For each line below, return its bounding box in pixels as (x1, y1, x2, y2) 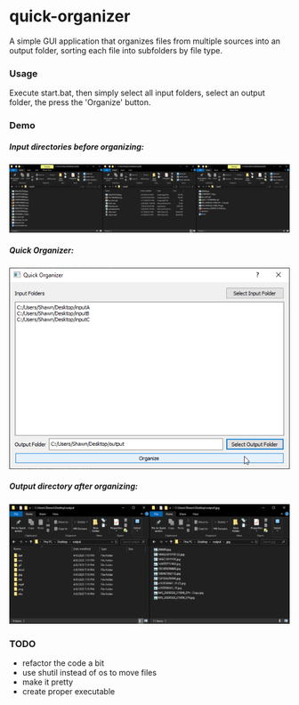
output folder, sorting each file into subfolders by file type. (9, 45, 222, 55)
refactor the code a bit (21, 658, 105, 669)
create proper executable (21, 686, 116, 697)
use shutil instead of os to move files (21, 668, 158, 678)
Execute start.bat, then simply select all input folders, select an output (9, 87, 265, 99)
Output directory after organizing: (9, 481, 138, 491)
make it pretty (21, 677, 74, 687)
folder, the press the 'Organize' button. (9, 97, 151, 108)
